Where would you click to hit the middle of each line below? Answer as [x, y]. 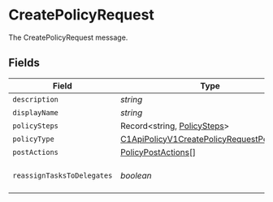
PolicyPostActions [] [158, 152]
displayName [36, 112]
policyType [33, 139]
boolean [136, 175]
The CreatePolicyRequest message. [68, 37]
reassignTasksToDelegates [63, 175]
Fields [24, 63]
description [36, 99]
